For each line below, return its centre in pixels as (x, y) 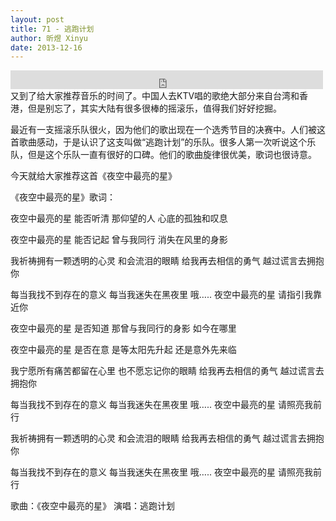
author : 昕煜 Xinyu (49, 38)
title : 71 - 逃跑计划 (52, 29)
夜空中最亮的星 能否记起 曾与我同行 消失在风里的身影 (119, 240)
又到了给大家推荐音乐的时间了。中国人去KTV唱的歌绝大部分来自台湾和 (155, 96)
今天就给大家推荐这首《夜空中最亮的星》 (93, 176)
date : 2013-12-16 (46, 47)
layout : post (37, 19)
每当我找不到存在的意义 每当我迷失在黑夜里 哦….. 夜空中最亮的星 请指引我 (161, 295)
